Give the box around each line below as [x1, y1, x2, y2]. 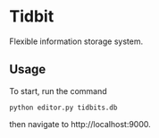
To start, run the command [9, 85, 107, 96]
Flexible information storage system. [9, 36, 144, 47]
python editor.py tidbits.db [9, 103, 118, 112]
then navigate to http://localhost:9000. [9, 118, 152, 129]
